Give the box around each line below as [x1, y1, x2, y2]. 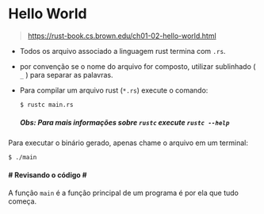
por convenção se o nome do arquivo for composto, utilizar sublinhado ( [19, 61, 256, 71]
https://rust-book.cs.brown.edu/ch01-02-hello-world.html [27, 31, 216, 40]
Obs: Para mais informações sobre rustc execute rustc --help [19, 118, 230, 128]
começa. [8, 196, 37, 206]
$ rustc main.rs [19, 101, 74, 109]
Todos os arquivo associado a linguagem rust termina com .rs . [19, 46, 226, 55]
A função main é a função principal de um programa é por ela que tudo [8, 188, 239, 197]
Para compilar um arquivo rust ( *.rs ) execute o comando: [19, 85, 209, 95]
